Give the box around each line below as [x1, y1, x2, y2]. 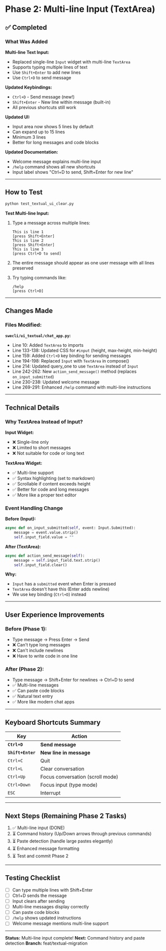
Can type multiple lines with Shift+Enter [12, 887, 93, 893]
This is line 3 [12, 247, 44, 252]
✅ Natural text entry [12, 693, 53, 699]
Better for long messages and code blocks [12, 139, 99, 145]
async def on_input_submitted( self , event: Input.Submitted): [5, 526, 136, 530]
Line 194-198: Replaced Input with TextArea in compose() [12, 358, 129, 364]
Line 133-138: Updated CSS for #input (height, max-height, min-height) [12, 348, 158, 354]
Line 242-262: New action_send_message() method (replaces [12, 369, 137, 374]
